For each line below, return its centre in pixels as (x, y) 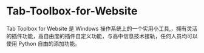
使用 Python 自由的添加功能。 (43, 43)
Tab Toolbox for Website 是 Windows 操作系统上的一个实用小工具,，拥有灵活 (102, 28)
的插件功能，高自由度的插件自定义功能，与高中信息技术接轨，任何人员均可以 (102, 36)
